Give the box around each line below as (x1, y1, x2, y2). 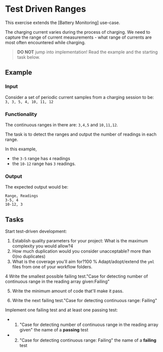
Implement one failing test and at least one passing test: (5, 307, 118, 313)
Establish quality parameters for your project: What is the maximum (12, 238, 148, 244)
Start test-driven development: (5, 229, 67, 235)
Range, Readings (5, 193, 38, 199)
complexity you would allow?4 (12, 243, 73, 249)
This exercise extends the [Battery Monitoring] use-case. (5, 20, 120, 25)
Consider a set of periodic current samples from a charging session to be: (5, 94, 154, 100)
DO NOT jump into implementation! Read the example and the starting (17, 49, 158, 55)
